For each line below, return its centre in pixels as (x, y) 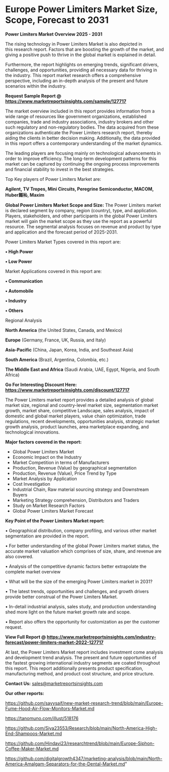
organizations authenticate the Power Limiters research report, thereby (79, 132)
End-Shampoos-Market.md (34, 734)
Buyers (20, 494)
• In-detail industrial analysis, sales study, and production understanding (81, 606)
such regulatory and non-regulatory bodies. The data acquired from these (82, 127)
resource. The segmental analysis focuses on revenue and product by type (83, 226)
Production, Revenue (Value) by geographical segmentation (75, 468)
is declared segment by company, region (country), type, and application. (81, 210)
